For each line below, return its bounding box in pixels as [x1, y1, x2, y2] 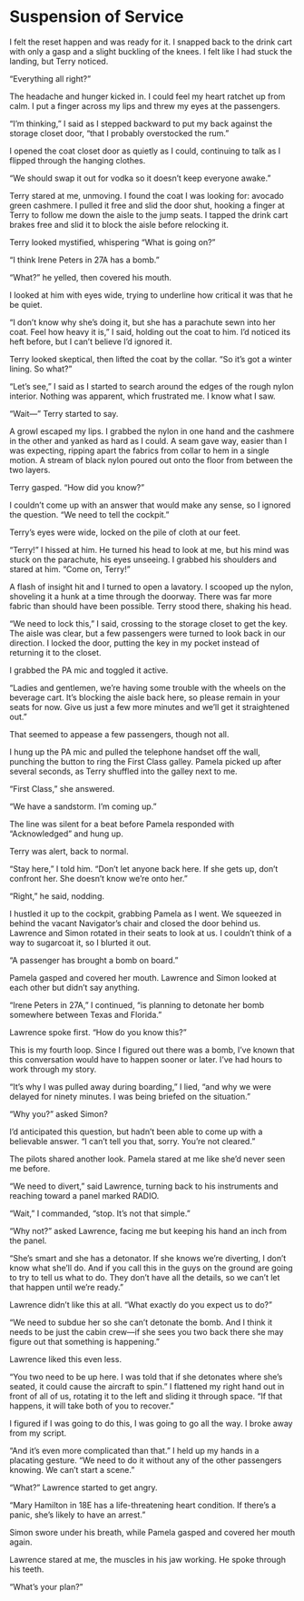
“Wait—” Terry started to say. [9, 408, 119, 419]
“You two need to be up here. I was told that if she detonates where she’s [9, 1371, 283, 1382]
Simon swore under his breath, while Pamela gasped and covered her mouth [9, 1527, 296, 1537]
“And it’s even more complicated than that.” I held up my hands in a [9, 1445, 260, 1456]
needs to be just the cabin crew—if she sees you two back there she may [9, 1326, 284, 1337]
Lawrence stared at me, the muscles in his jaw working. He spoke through [9, 1554, 286, 1565]
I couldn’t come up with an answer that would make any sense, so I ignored [9, 499, 291, 510]
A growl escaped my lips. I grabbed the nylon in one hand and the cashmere [9, 425, 295, 437]
